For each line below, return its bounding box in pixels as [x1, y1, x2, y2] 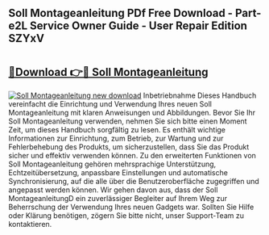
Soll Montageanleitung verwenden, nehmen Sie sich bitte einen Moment [8, 116, 247, 126]
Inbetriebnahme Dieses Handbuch [143, 90, 257, 100]
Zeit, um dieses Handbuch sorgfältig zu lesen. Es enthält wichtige [8, 125, 226, 134]
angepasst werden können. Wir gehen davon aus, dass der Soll [8, 185, 218, 195]
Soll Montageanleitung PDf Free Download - [8, 6, 234, 20]
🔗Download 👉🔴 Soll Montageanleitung [8, 65, 209, 79]
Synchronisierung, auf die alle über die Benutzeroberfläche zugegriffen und [8, 177, 259, 186]
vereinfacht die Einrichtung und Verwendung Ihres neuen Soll [8, 99, 212, 108]
